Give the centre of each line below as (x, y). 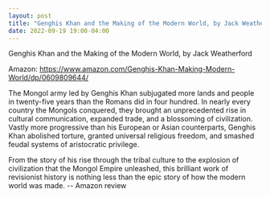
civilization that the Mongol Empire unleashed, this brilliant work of (119, 169)
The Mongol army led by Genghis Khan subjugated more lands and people (131, 93)
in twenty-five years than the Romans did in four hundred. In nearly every (130, 102)
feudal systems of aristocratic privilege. (74, 145)
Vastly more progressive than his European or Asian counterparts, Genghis (132, 127)
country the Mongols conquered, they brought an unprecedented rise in (127, 110)
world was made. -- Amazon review (67, 186)
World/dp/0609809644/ (49, 78)
